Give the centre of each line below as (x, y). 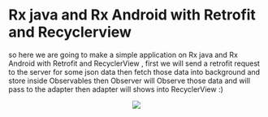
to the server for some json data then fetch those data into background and (134, 71)
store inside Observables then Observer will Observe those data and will (129, 80)
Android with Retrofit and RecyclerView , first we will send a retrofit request (134, 63)
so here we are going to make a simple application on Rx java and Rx (123, 54)
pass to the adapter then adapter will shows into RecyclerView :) (116, 89)
